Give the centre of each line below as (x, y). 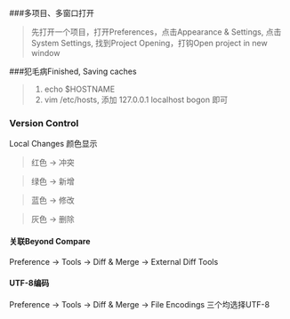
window (45, 53)
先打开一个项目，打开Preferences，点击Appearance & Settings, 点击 (156, 32)
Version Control (44, 123)
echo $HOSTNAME (80, 89)
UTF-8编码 (29, 283)
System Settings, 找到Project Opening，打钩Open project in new (149, 43)
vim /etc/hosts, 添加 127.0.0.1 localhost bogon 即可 (136, 100)
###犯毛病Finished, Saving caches (73, 71)
